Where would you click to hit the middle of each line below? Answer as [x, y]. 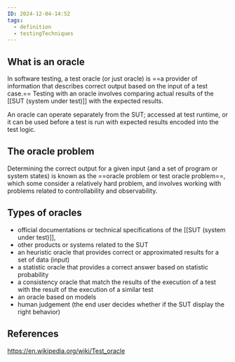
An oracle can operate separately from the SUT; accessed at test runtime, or [118, 115]
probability [33, 274]
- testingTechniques [43, 33]
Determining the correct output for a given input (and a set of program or [113, 168]
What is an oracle [46, 61]
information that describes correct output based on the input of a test [108, 86]
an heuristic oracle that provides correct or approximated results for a [118, 252]
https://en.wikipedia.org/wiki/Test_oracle [66, 351]
